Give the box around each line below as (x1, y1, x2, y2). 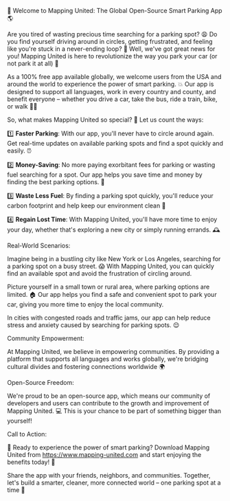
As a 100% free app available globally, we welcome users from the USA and (7, 73, 222, 80)
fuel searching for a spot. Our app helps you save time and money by (7, 170, 203, 179)
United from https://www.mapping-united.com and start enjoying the (7, 451, 202, 458)
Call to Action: (7, 430, 47, 438)
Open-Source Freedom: (7, 379, 74, 386)
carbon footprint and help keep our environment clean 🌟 (7, 201, 166, 210)
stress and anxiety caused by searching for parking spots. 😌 (7, 321, 180, 329)
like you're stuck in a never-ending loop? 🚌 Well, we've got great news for (7, 45, 216, 53)
